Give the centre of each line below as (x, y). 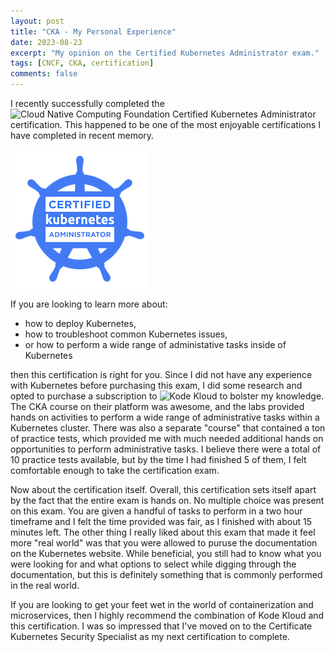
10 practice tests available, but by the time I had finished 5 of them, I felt (158, 459)
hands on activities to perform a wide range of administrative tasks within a (165, 417)
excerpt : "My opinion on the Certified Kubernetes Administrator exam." (165, 53)
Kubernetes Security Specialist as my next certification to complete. (150, 636)
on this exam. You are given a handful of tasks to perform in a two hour (156, 511)
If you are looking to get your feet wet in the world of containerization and (162, 604)
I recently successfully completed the (87, 103)
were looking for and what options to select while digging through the (153, 564)
